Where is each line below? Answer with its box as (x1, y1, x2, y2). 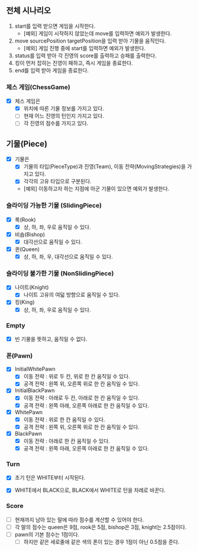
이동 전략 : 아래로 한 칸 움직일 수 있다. (23, 437, 111, 445)
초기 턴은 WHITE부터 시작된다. (14, 474, 86, 481)
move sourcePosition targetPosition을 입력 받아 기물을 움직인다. (14, 37, 166, 44)
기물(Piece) (6, 138, 48, 149)
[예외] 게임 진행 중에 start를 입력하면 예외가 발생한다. (23, 44, 146, 51)
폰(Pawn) (6, 351, 33, 359)
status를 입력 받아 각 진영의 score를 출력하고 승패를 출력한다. (14, 52, 157, 59)
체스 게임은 (14, 98, 41, 105)
